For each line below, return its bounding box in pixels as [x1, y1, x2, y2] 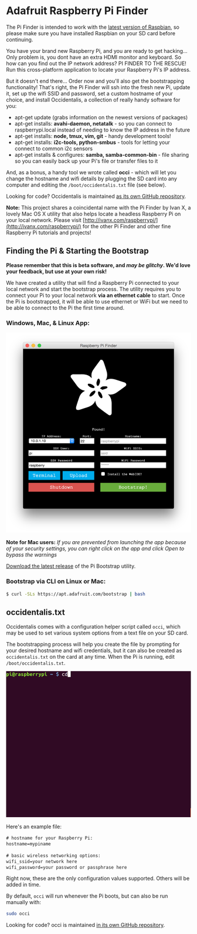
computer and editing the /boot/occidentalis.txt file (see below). [6, 181, 167, 188]
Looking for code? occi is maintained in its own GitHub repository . [6, 922, 165, 929]
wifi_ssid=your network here [6, 859, 77, 865]
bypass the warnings [6, 551, 57, 558]
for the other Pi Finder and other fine [82, 222, 171, 230]
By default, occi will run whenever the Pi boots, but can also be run [6, 892, 168, 899]
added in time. [6, 881, 41, 888]
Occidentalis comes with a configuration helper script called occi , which [6, 623, 181, 630]
